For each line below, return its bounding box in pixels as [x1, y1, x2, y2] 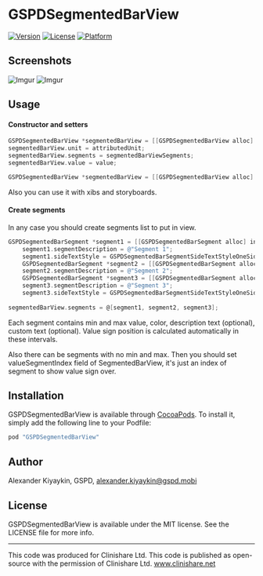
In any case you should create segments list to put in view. [8, 222, 197, 232]
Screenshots [8, 54, 72, 67]
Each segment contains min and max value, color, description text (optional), [8, 318, 255, 327]
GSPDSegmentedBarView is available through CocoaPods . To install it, [8, 410, 236, 419]
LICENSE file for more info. [8, 527, 95, 537]
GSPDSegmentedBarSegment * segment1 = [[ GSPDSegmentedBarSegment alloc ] [8, 238, 247, 246]
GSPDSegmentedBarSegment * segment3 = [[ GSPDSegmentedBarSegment [22, 275, 236, 283]
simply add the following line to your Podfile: [8, 418, 151, 428]
